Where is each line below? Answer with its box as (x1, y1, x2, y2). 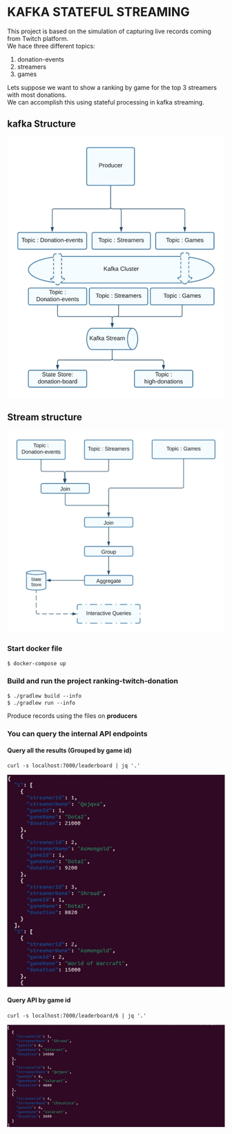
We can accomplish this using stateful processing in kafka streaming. (7, 98, 205, 106)
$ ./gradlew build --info (7, 693, 81, 700)
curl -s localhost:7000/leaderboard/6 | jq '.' (7, 1012, 147, 1019)
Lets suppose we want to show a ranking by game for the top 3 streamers (7, 83, 217, 91)
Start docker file (7, 643, 63, 653)
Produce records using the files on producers (7, 712, 138, 720)
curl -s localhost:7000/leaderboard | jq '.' (7, 762, 140, 769)
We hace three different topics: (7, 42, 95, 50)
